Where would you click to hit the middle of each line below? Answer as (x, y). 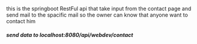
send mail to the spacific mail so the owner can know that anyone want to (97, 15)
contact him (21, 21)
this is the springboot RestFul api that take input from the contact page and (99, 9)
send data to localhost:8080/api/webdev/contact (70, 34)
